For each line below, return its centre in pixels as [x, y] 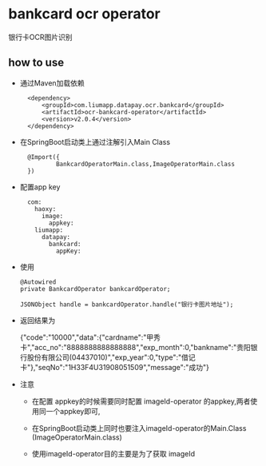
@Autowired [38, 282]
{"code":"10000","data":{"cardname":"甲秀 [90, 337]
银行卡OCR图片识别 [40, 37]
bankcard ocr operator [85, 14]
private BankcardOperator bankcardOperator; [95, 289]
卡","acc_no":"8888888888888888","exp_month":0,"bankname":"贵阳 [135, 347]
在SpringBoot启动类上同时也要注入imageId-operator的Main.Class [139, 428]
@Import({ [44, 157]
